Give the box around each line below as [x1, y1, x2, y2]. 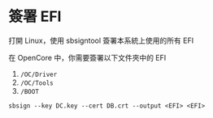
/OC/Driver [20, 70, 58, 78]
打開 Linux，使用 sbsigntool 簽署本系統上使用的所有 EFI [8, 36, 193, 45]
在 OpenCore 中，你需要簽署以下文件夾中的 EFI [8, 53, 167, 62]
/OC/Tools [20, 78, 54, 87]
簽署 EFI [8, 7, 62, 26]
